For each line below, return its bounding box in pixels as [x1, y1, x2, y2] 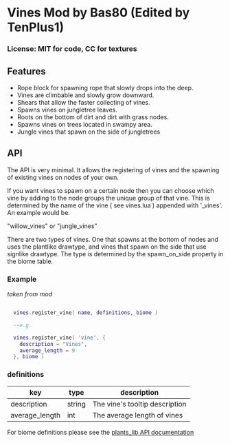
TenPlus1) [7, 19, 65, 35]
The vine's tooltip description [92, 399, 187, 409]
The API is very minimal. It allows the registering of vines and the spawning [7, 165, 220, 174]
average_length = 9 [19, 347, 76, 354]
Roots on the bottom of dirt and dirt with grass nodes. [16, 112, 170, 121]
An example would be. [7, 208, 71, 216]
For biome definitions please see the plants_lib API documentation [7, 428, 194, 436]
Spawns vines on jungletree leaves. [16, 105, 118, 114]
